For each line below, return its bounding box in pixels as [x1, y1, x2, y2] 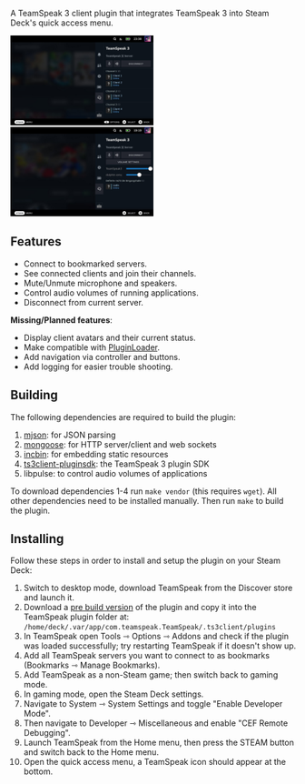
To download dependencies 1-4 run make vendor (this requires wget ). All [10, 486, 278, 497]
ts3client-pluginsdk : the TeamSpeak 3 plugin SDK [23, 458, 210, 469]
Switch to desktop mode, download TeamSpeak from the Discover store [23, 582, 293, 594]
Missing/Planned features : [10, 314, 113, 326]
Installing [10, 531, 64, 547]
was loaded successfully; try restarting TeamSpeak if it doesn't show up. [23, 640, 297, 651]
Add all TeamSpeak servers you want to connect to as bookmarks [23, 650, 271, 661]
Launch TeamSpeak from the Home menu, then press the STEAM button [23, 737, 294, 749]
